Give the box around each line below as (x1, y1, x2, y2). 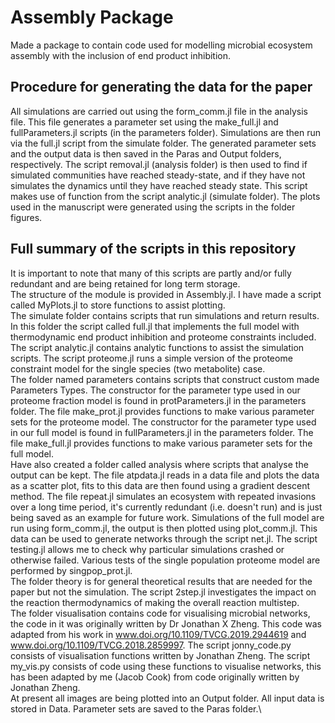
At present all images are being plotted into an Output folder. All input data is (10, 692, 325, 704)
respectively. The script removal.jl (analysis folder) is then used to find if (10, 158, 308, 170)
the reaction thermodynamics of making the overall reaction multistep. (10, 596, 300, 608)
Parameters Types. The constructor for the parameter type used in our (10, 384, 301, 396)
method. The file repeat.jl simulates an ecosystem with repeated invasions (10, 490, 317, 502)
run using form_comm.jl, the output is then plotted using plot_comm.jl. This (10, 522, 318, 534)
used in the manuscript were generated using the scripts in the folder (10, 201, 296, 213)
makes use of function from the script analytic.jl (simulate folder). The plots (10, 190, 321, 202)
